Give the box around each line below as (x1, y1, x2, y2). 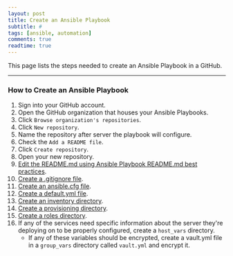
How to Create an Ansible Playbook (8, 85, 129, 94)
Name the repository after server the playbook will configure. (17, 130, 192, 139)
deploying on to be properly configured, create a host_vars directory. (17, 226, 215, 234)
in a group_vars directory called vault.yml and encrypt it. (28, 241, 191, 250)
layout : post (8, 10, 46, 17)
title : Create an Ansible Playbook (8, 17, 111, 24)
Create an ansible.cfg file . (17, 182, 92, 191)
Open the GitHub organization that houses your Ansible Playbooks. (17, 108, 209, 117)
